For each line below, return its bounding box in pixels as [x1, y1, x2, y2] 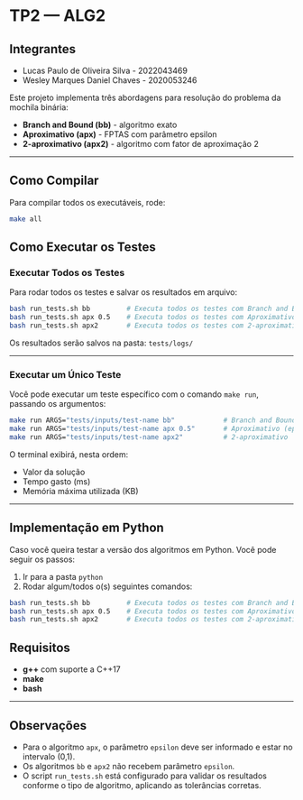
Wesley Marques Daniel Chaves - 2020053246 [22, 75, 197, 86]
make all [9, 214, 42, 224]
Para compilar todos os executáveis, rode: [9, 197, 166, 207]
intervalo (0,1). [22, 750, 76, 762]
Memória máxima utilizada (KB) [22, 485, 139, 496]
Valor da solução [22, 466, 86, 477]
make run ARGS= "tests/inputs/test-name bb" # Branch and [9, 416, 272, 425]
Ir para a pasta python [22, 571, 104, 582]
